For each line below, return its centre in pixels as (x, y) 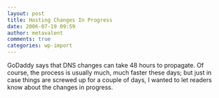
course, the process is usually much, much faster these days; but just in (109, 72)
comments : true (29, 39)
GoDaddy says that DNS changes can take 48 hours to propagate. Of (105, 65)
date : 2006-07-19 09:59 (41, 26)
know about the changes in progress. (60, 87)
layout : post (26, 13)
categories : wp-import (40, 46)
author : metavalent (35, 33)
